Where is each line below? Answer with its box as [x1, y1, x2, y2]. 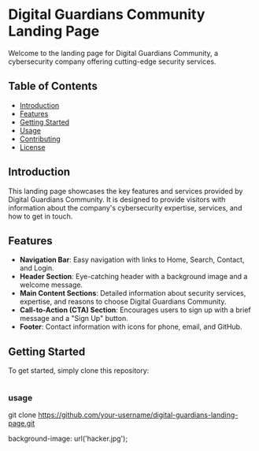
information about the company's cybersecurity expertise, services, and [8, 203, 242, 212]
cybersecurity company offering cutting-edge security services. [8, 57, 216, 66]
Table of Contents [8, 80, 98, 93]
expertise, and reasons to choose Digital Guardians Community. [19, 297, 227, 307]
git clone [8, 410, 37, 419]
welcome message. [19, 280, 83, 289]
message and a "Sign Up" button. [19, 314, 128, 323]
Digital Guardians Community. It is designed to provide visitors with [8, 195, 226, 204]
